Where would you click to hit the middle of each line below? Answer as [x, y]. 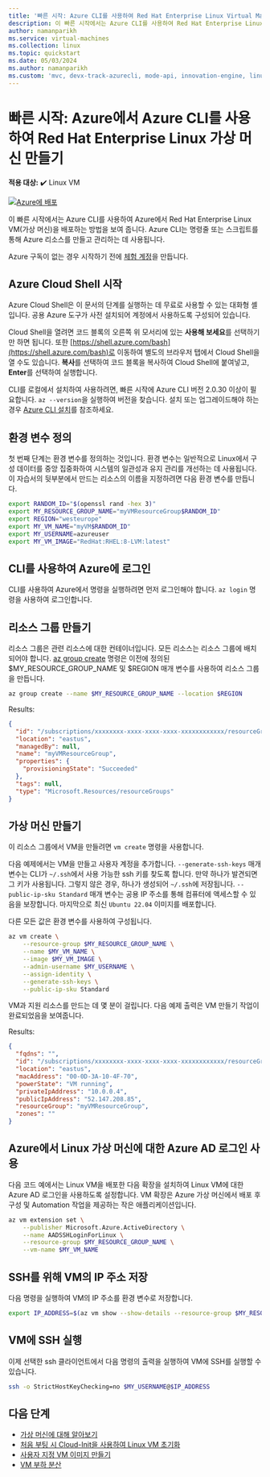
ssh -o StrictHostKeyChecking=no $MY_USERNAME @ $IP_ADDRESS [109, 1387]
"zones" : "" [36, 1114]
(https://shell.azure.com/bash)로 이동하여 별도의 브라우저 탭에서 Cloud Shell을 [134, 352]
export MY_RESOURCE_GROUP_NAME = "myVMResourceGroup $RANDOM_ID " [115, 512]
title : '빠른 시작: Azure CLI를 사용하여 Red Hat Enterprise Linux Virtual [131, 16]
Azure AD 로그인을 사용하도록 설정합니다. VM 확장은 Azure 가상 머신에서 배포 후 [135, 1194]
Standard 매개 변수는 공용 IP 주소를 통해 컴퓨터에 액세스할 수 [153, 894]
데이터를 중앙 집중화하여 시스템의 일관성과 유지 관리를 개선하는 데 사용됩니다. [137, 469]
